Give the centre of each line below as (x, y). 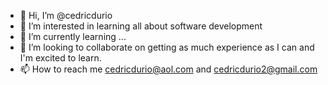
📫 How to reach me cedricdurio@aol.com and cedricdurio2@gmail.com (168, 69)
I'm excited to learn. (60, 58)
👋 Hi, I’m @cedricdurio (66, 15)
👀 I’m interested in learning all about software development (141, 26)
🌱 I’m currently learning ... (73, 36)
